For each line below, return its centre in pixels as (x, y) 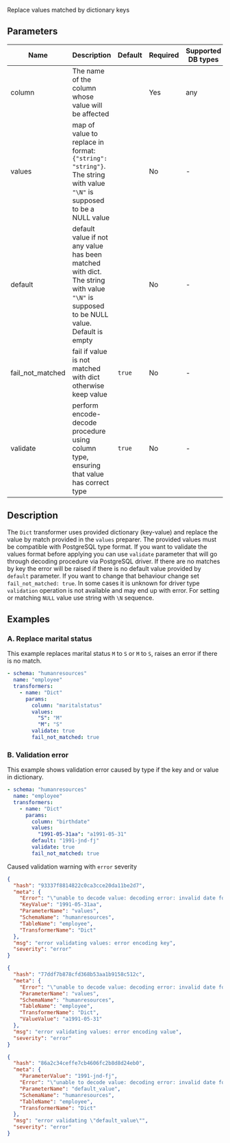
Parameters (33, 31)
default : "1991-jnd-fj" (65, 841)
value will (87, 105)
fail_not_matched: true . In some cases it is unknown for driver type (103, 583)
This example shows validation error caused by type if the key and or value (113, 770)
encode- (87, 414)
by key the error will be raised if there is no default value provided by (104, 568)
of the (82, 80)
